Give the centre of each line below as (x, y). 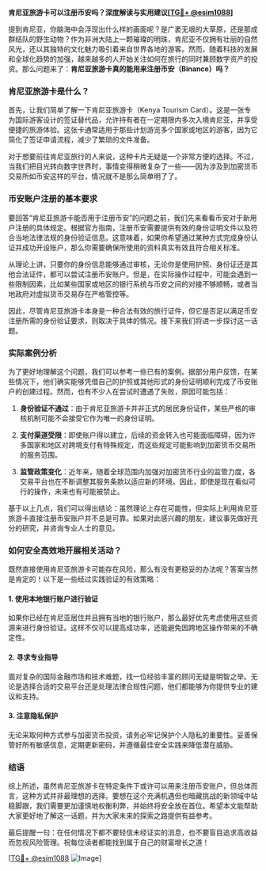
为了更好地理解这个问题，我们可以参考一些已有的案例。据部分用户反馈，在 (129, 371)
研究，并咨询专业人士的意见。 (70, 528)
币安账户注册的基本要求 (53, 199)
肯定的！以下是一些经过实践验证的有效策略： (87, 579)
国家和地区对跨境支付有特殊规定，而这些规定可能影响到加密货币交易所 (141, 445)
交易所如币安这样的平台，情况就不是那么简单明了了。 (95, 177)
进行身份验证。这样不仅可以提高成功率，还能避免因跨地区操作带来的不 (136, 628)
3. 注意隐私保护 (33, 716)
